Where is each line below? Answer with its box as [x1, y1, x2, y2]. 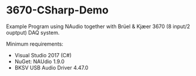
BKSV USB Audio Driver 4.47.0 [14, 64, 89, 71]
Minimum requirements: [6, 40, 63, 47]
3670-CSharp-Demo [6, 4, 109, 17]
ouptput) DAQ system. [6, 29, 60, 36]
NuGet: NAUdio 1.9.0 [14, 58, 65, 65]
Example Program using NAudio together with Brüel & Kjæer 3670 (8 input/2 [6, 23, 190, 30]
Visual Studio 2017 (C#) [14, 51, 72, 58]
